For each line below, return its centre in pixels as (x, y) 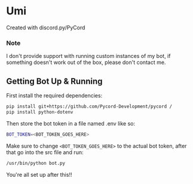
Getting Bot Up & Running (54, 81)
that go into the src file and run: (45, 152)
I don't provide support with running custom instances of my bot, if (88, 56)
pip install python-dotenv (40, 112)
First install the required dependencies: (54, 96)
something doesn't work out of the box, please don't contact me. (86, 62)
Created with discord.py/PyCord (46, 27)
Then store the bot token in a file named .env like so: (71, 123)
